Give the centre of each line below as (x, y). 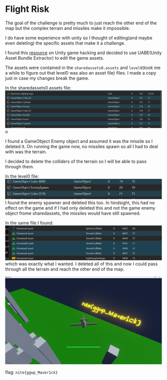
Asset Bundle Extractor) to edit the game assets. (55, 58)
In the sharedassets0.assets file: (38, 87)
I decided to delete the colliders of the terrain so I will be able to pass (76, 161)
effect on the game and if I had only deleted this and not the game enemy (80, 208)
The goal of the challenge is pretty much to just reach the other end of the (81, 23)
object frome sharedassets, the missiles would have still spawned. (73, 213)
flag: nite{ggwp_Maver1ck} (32, 372)
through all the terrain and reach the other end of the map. (65, 269)
